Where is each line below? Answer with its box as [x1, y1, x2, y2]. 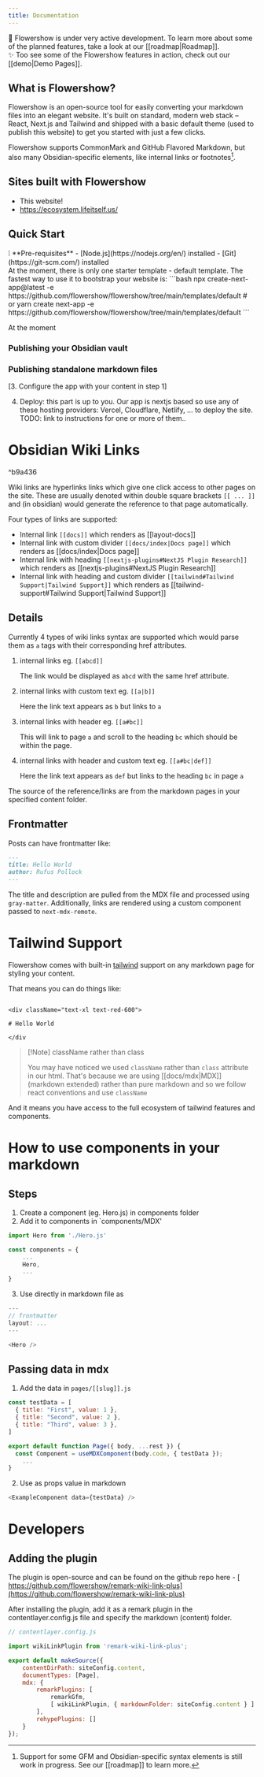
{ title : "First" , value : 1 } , [15, 1406, 118, 1415]
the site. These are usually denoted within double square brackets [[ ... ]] [8, 490, 255, 500]
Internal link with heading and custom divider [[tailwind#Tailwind [19, 571, 234, 581]
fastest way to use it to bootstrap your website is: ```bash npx [8, 273, 206, 284]
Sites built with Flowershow [8, 175, 147, 189]
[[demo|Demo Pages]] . [8, 58, 82, 68]
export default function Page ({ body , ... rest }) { [8, 1442, 181, 1450]
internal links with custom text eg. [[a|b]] [19, 686, 156, 696]
